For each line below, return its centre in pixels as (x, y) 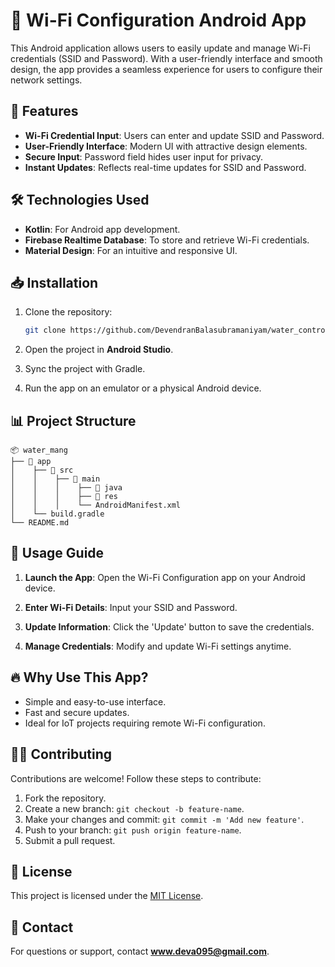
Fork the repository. (65, 798)
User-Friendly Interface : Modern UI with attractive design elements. (166, 146)
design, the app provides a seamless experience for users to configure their (166, 69)
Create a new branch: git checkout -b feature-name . (134, 808)
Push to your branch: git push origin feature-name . (133, 830)
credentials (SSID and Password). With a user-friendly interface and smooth (166, 58)
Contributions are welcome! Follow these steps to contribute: (136, 778)
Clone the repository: (68, 312)
